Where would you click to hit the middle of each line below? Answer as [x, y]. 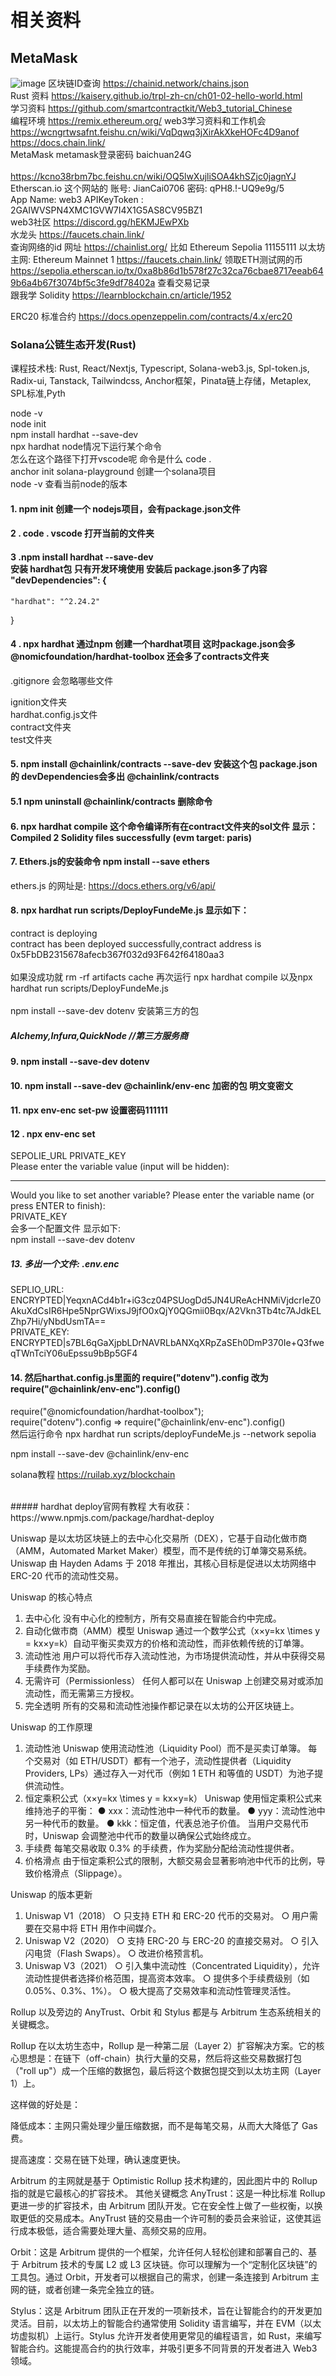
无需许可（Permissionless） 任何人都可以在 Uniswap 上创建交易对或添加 [174, 1680]
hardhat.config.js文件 [54, 714]
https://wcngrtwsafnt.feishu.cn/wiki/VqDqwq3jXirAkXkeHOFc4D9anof [155, 132]
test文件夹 [31, 739]
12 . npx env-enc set [53, 1133]
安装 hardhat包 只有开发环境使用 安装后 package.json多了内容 [139, 569]
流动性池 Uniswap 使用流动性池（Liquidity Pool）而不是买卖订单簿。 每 [171, 1748]
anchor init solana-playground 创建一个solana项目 [113, 472]
